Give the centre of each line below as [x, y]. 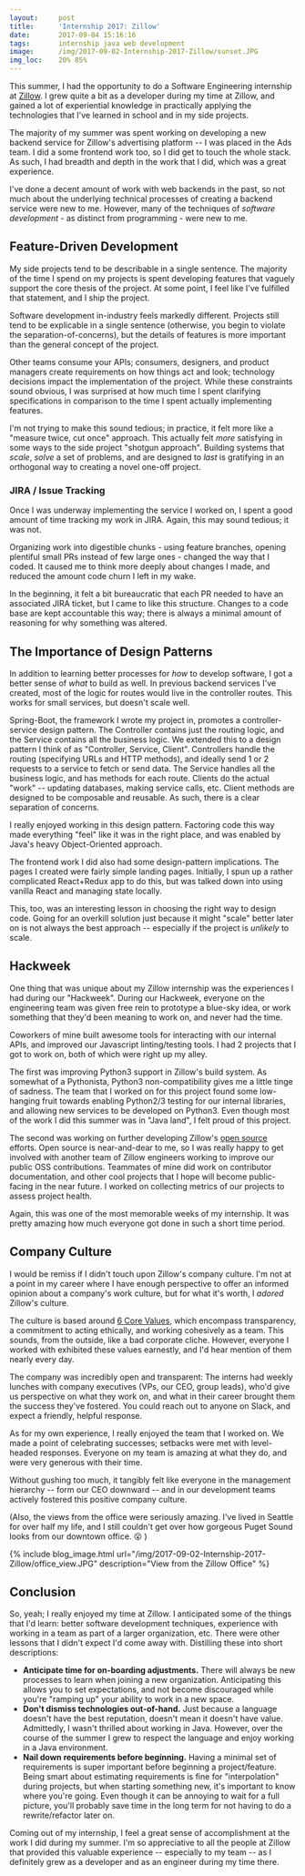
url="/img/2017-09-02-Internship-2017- [192, 1554]
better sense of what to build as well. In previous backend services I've [143, 683]
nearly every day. [42, 1359]
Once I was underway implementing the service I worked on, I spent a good [151, 510]
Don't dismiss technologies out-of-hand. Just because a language [150, 1709]
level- [262, 1443]
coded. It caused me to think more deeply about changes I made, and [140, 566]
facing [21, 1186]
